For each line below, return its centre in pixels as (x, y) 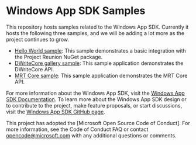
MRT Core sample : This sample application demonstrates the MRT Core (101, 75)
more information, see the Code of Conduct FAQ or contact (77, 129)
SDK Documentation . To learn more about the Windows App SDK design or (97, 99)
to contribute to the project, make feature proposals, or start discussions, (94, 105)
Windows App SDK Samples (76, 11)
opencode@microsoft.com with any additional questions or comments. (91, 135)
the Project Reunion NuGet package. (59, 57)
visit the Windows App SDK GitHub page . (56, 112)
